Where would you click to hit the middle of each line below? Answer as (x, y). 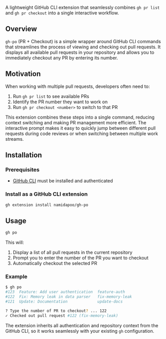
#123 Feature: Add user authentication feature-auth (65, 292)
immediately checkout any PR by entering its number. (62, 58)
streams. (15, 139)
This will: (15, 242)
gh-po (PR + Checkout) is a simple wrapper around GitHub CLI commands (83, 41)
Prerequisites (22, 169)
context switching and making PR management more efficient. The (76, 122)
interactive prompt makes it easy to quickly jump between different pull (80, 128)
